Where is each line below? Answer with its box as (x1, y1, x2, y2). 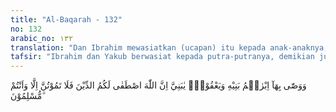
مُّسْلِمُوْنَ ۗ (10, 90, 45, 102)
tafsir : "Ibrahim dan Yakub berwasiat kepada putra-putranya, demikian (10, 52, 315, 62)
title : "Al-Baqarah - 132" (10, 14, 123, 25)
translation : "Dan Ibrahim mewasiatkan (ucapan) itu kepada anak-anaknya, (10, 42, 329, 53)
